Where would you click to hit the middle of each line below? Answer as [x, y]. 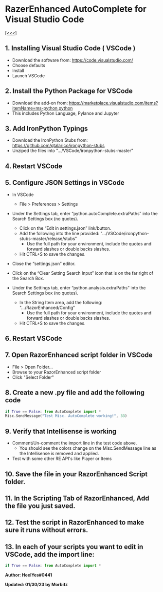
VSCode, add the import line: [50, 554]
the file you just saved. [40, 506]
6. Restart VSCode [34, 338]
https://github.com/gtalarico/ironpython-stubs [58, 146]
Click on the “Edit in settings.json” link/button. [65, 228]
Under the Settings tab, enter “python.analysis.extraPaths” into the [79, 287]
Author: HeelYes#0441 [29, 575]
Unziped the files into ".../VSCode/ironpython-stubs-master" [73, 151]
